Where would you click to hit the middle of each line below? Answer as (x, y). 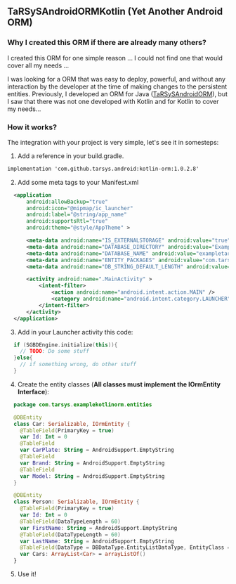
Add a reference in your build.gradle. (71, 156)
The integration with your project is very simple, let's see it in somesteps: (113, 142)
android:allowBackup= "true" (67, 202)
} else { (23, 358)
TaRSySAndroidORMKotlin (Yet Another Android (115, 12)
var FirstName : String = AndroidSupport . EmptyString (99, 528)
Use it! (27, 574)
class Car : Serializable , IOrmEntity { (72, 424)
